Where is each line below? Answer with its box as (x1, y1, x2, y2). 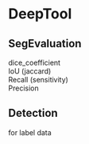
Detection (8, 106, 58, 120)
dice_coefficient (8, 58, 61, 67)
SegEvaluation (8, 37, 82, 50)
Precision (8, 83, 39, 93)
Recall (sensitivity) (8, 75, 69, 84)
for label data (8, 127, 52, 137)
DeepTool (8, 5, 72, 23)
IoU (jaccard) (8, 66, 52, 76)
